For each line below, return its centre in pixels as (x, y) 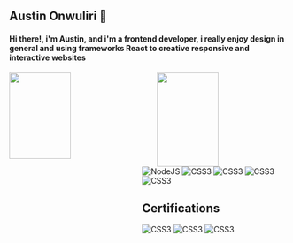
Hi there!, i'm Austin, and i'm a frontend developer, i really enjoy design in (147, 38)
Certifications (181, 208)
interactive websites (48, 57)
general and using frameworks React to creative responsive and (129, 48)
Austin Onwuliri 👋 (58, 16)
